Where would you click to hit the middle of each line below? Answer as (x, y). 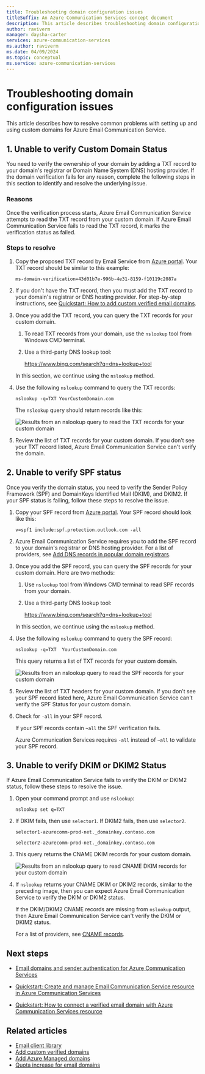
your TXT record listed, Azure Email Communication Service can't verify (106, 447)
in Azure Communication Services (58, 993)
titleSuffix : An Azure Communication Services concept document (90, 18)
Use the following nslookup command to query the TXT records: (95, 387)
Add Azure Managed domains (52, 1059)
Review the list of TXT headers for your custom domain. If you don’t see (106, 691)
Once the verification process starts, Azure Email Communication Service (99, 212)
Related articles (37, 1031)
